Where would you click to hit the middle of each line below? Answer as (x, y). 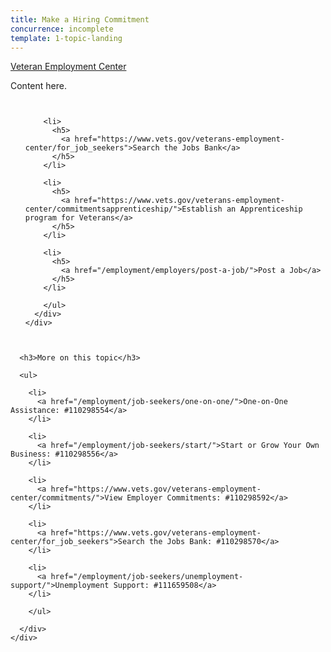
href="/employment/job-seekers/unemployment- (147, 577)
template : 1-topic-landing (66, 38)
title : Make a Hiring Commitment (80, 19)
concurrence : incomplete (62, 29)
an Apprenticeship (264, 209)
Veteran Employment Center (68, 67)
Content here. (38, 86)
